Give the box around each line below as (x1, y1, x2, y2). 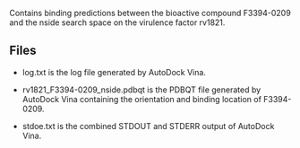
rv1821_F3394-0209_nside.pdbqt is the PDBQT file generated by (21, 84, 261, 95)
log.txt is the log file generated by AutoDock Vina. (21, 66, 206, 77)
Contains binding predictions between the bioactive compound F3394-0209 (9, 8, 291, 18)
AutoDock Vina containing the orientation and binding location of (21, 93, 262, 104)
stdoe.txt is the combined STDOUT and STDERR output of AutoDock (21, 120, 275, 131)
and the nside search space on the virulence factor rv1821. (9, 17, 226, 28)
